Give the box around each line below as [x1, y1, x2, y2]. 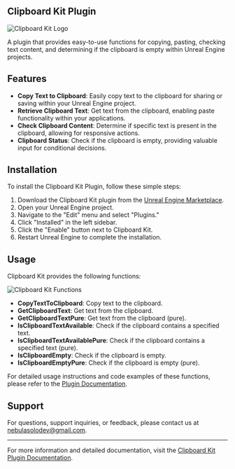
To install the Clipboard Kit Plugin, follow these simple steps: [7, 182, 182, 191]
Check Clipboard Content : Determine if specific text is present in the [17, 121, 217, 129]
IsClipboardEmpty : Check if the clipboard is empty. [17, 351, 166, 360]
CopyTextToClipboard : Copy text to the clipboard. [17, 299, 163, 307]
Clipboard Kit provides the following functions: [7, 272, 141, 281]
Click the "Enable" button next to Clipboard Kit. [17, 225, 153, 234]
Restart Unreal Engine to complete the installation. [17, 233, 162, 241]
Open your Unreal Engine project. [17, 203, 114, 212]
